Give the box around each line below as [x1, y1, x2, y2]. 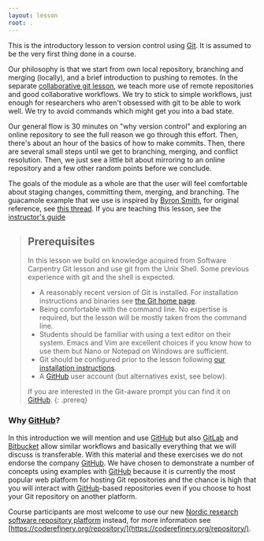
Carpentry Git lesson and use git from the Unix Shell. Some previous [27, 264, 250, 274]
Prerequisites [27, 234, 95, 248]
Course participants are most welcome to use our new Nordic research [8, 506, 239, 517]
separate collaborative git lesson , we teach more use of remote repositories [8, 80, 254, 91]
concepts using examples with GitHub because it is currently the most [8, 466, 236, 476]
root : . [8, 19, 34, 27]
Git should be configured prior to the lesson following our [39, 355, 225, 364]
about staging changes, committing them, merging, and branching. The [8, 187, 240, 196]
